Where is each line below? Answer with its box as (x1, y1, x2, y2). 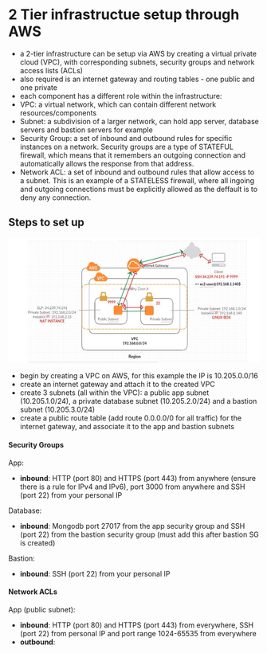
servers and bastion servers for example (19, 125, 153, 135)
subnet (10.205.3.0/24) (19, 405, 96, 415)
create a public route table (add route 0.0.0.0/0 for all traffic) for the (19, 413, 241, 423)
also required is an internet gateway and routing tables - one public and (19, 74, 255, 84)
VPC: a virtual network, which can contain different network (19, 100, 217, 109)
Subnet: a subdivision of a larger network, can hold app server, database (19, 116, 259, 126)
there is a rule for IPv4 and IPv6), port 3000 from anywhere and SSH (19, 482, 245, 491)
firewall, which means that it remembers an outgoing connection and (19, 150, 245, 160)
